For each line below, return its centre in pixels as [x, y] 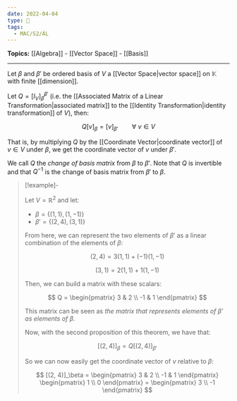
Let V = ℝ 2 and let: [52, 199]
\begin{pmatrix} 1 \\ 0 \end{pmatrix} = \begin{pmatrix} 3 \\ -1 [127, 382]
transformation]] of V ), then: [48, 113]
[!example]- [42, 185]
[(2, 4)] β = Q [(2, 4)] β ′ [127, 346]
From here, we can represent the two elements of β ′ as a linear [115, 235]
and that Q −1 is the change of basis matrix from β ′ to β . [86, 171]
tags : [15, 27]
